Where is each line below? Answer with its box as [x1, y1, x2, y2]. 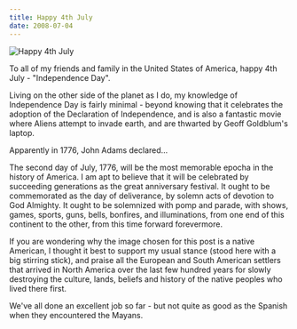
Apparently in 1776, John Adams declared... [9, 144, 168, 156]
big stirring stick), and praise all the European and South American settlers [9, 254, 281, 265]
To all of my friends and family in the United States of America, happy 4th [9, 63, 277, 74]
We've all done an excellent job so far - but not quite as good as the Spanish [9, 300, 288, 311]
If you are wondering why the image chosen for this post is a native [9, 236, 255, 246]
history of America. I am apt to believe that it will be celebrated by [9, 171, 250, 182]
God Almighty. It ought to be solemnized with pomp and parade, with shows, [9, 199, 289, 210]
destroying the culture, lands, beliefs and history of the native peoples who [9, 273, 283, 285]
